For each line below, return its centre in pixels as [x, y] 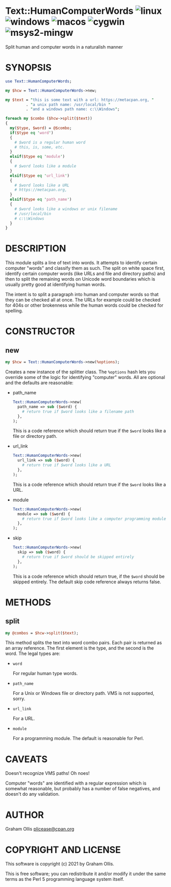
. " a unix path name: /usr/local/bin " [68, 104]
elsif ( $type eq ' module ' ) [38, 157]
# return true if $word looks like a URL [67, 465]
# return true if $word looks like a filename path [78, 411]
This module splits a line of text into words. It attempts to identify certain [81, 263]
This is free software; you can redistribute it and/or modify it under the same [86, 874]
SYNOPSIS [29, 68]
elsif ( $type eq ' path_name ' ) [41, 200]
